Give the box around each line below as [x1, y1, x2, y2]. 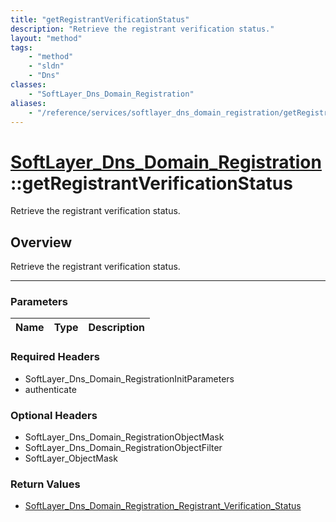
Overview [10, 234, 73, 251]
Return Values [10, 477, 81, 491]
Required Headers [10, 350, 100, 364]
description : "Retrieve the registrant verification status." [10, 24, 275, 34]
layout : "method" [10, 33, 83, 43]
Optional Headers [10, 408, 98, 422]
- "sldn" [28, 61, 65, 71]
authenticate [24, 383, 77, 395]
